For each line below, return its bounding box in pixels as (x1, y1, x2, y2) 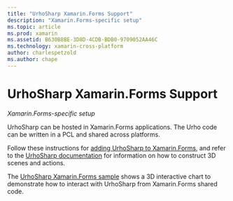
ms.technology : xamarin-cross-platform (7, 43, 124, 50)
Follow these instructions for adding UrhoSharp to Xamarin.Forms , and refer (7, 144, 226, 152)
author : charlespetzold (7, 50, 77, 57)
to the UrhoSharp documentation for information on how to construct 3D (7, 151, 216, 160)
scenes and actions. (7, 158, 65, 167)
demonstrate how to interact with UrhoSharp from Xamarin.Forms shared (7, 179, 218, 188)
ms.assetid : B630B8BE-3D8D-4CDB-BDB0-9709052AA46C (7, 36, 158, 43)
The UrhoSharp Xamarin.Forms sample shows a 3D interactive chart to (7, 172, 211, 181)
